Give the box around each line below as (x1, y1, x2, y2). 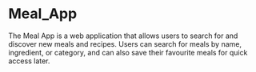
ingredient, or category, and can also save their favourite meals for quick (8, 47, 248, 57)
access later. (8, 56, 50, 66)
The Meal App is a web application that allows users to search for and (8, 31, 238, 40)
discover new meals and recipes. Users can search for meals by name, (8, 39, 242, 48)
